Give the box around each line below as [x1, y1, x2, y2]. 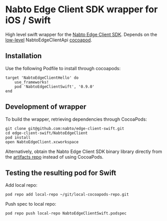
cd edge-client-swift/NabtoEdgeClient [5, 130, 88, 136]
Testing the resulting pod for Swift [5, 168, 116, 177]
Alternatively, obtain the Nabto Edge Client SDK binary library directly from [5, 148, 162, 154]
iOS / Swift [5, 14, 51, 26]
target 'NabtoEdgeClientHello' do [5, 75, 79, 80]
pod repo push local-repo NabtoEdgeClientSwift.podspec [5, 211, 127, 216]
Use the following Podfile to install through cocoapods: [5, 65, 121, 71]
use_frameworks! [14, 79, 50, 85]
